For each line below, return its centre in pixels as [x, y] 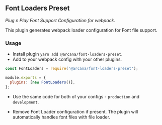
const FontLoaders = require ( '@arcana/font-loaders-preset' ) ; [72, 69]
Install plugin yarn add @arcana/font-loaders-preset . [67, 54]
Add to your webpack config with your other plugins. [67, 59]
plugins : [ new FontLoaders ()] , [43, 82]
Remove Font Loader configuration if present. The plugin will [75, 111]
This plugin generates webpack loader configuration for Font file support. [81, 30]
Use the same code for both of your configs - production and [76, 96]
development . [26, 102]
